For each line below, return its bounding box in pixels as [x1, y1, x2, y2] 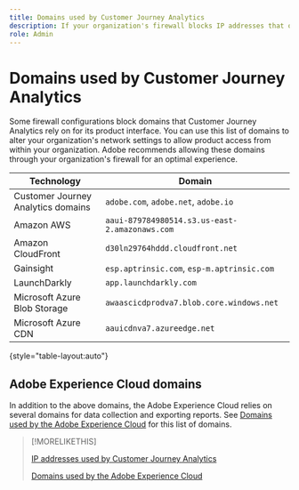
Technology [29, 175, 82, 188]
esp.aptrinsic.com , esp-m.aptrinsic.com [105, 262, 274, 275]
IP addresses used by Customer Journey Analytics [30, 454, 217, 464]
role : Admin [9, 29, 53, 38]
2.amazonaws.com [105, 224, 174, 235]
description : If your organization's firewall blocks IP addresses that [9, 21, 285, 30]
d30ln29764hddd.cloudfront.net [105, 244, 238, 253]
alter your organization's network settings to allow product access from [9, 135, 271, 146]
